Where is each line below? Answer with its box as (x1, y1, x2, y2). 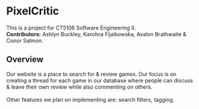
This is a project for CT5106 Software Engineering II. (6, 24, 136, 31)
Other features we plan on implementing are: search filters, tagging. (6, 96, 175, 103)
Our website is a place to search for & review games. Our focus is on (6, 70, 177, 78)
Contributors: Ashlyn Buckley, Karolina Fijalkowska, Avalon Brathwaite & (6, 30, 187, 37)
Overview (6, 54, 44, 64)
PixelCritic (6, 4, 59, 18)
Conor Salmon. (6, 37, 43, 44)
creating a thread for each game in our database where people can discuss (6, 76, 194, 84)
